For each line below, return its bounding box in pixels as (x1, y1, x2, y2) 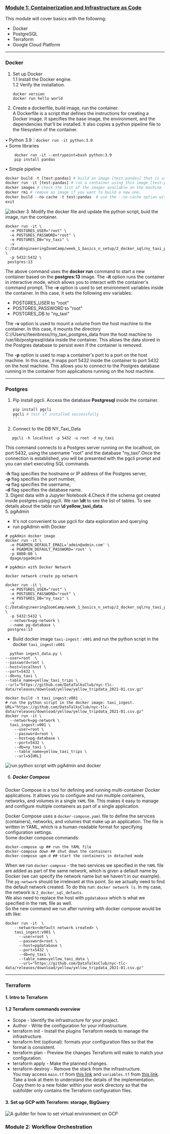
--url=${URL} (14, 753, 42, 759)
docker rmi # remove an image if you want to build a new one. (5, 190, 142, 195)
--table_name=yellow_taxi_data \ (18, 956, 90, 962)
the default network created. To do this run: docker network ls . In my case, (5, 884, 162, 890)
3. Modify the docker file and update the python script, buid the (26, 208, 158, 215)
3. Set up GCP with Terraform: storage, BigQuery (5, 1099, 110, 1106)
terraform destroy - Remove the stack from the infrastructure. (12, 1066, 141, 1072)
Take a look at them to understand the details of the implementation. (12, 1077, 155, 1083)
